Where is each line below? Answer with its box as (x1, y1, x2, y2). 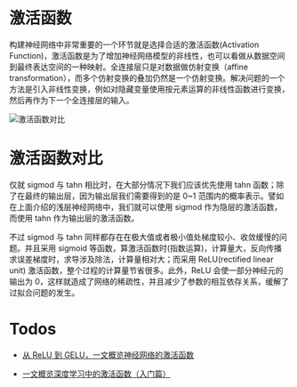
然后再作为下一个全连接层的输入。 (9, 94, 134, 105)
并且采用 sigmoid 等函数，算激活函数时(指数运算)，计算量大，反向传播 (24, 242, 283, 254)
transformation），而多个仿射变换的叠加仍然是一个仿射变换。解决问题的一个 (9, 72, 285, 83)
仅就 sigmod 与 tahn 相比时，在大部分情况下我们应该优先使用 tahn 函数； (9, 179, 277, 189)
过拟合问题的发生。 (9, 286, 80, 298)
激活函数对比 (9, 149, 104, 169)
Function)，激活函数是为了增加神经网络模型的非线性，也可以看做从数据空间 (9, 50, 286, 60)
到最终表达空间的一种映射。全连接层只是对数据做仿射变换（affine (9, 61, 249, 72)
